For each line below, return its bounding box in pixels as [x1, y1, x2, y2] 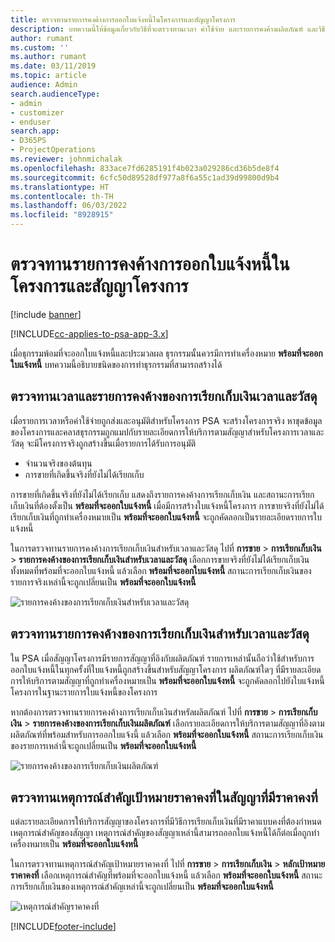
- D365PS [10, 136, 47, 146]
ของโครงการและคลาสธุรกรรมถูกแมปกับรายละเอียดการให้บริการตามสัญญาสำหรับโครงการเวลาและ [10, 426, 325, 438]
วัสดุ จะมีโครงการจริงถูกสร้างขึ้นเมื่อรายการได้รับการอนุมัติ [10, 437, 197, 449]
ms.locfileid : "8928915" [10, 210, 114, 220]
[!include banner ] [10, 308, 82, 320]
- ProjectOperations [10, 145, 97, 155]
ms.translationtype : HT [10, 182, 110, 192]
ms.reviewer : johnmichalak [10, 154, 123, 164]
